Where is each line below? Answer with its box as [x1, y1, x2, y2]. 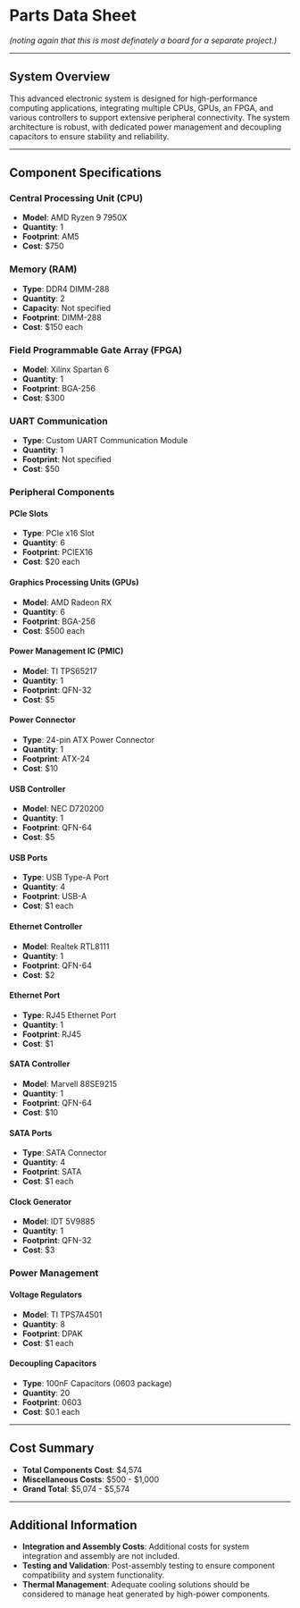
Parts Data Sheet [9, 5, 137, 26]
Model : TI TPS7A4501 [21, 1309, 103, 1319]
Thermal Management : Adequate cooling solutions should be [21, 1579, 250, 1590]
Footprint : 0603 [21, 1396, 82, 1408]
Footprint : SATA [21, 1166, 82, 1177]
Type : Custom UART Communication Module [21, 435, 188, 446]
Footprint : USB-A [21, 891, 87, 902]
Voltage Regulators [9, 1289, 82, 1300]
